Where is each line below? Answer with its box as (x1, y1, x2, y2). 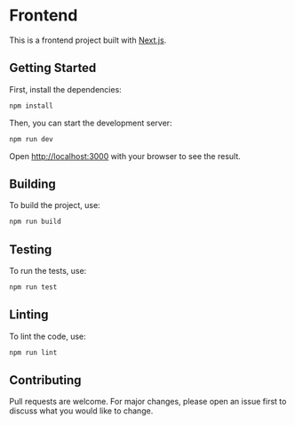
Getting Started (9, 60, 97, 76)
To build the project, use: (9, 200, 100, 211)
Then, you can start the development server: (9, 117, 172, 128)
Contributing (9, 373, 82, 388)
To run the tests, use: (9, 266, 87, 276)
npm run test (9, 283, 58, 292)
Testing (9, 242, 52, 257)
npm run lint (9, 348, 58, 357)
